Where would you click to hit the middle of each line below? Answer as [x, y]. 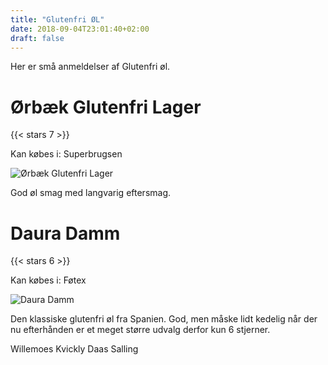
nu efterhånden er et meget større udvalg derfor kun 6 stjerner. [140, 330]
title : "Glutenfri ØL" [57, 19]
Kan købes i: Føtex [48, 280]
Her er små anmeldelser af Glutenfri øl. [90, 67]
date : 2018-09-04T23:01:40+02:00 [80, 29]
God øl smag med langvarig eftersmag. [91, 193]
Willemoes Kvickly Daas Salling [74, 349]
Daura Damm [65, 233]
